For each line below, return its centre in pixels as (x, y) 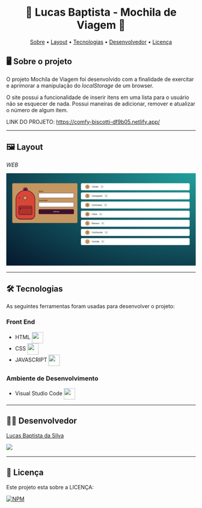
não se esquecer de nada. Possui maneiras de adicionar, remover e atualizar (101, 103)
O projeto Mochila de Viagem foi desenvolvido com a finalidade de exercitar (100, 79)
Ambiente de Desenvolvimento (52, 378)
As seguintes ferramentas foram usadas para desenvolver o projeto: (91, 306)
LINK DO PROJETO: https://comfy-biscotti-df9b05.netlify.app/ (83, 122)
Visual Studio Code (39, 393)
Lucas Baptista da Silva (35, 435)
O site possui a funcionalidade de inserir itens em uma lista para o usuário (98, 97)
